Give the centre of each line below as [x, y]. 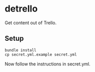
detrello [21, 9]
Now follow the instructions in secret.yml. [48, 64]
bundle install [21, 50]
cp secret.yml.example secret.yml [41, 54]
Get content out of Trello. [31, 23]
